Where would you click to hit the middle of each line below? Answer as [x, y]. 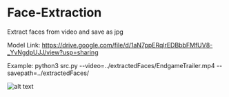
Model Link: [24, 45]
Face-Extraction [54, 13]
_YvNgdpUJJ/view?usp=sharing [53, 52]
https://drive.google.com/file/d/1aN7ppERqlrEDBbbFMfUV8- [127, 45]
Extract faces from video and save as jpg [66, 32]
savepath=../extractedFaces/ [48, 73]
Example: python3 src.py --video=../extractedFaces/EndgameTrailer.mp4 [111, 65]
